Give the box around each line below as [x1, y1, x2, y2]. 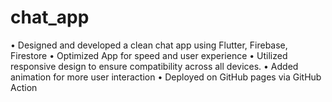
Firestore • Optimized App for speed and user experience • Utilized [10, 49, 288, 61]
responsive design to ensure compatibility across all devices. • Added [10, 60, 299, 72]
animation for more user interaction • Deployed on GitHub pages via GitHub [10, 71, 322, 83]
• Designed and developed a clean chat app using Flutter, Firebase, [10, 39, 288, 51]
